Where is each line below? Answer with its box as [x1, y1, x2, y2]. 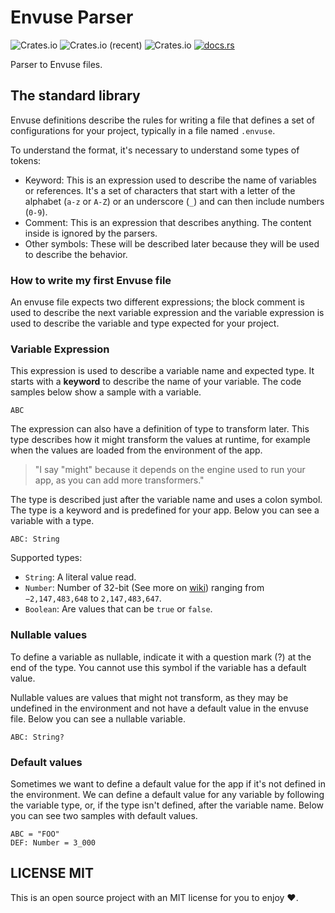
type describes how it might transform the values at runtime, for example [10, 434, 311, 446]
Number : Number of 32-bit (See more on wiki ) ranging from [24, 582, 265, 594]
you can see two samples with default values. [10, 809, 198, 821]
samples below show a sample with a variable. [10, 386, 202, 398]
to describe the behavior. [24, 248, 128, 260]
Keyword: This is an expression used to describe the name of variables [24, 174, 317, 186]
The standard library [10, 87, 141, 105]
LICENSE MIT [10, 865, 95, 882]
